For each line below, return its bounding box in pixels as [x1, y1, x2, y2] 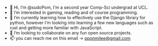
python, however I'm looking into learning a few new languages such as [9, 20, 154, 25]
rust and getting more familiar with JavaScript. [9, 25, 103, 31]
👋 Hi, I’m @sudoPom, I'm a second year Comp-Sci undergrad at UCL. [9, 5, 149, 10]
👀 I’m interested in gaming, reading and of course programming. [9, 10, 138, 15]
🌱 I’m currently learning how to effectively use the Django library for [9, 15, 146, 20]
